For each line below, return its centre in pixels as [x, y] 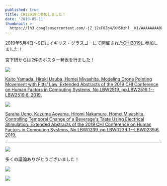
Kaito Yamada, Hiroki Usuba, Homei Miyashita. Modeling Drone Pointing [79, 79]
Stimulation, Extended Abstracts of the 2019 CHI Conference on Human [78, 124]
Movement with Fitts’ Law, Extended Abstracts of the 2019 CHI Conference [82, 85]
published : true [22, 10]
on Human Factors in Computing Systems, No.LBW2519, [63, 90]
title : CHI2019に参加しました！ [36, 14]
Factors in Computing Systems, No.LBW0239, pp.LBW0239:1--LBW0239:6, [83, 130]
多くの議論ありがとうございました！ [42, 159]
